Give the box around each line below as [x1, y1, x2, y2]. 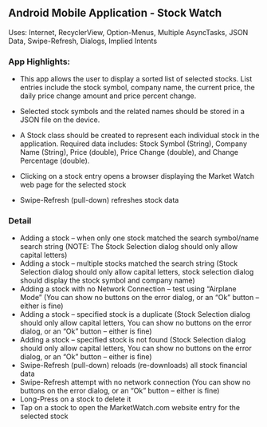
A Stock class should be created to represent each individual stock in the [19, 131, 260, 140]
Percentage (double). [19, 156, 90, 166]
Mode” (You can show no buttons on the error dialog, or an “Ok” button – [19, 293, 260, 302]
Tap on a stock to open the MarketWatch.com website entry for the [19, 403, 241, 413]
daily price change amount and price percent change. [19, 91, 197, 101]
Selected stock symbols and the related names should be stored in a [19, 107, 245, 117]
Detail [8, 215, 32, 227]
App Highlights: [8, 56, 70, 67]
